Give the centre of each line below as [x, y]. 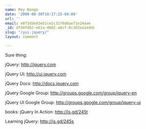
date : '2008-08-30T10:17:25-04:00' [41, 14]
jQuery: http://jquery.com [31, 64]
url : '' [13, 19]
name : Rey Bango [22, 10]
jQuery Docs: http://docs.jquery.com [42, 83]
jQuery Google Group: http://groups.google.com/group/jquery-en [71, 93]
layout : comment [22, 37]
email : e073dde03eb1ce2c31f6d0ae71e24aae [48, 23]
